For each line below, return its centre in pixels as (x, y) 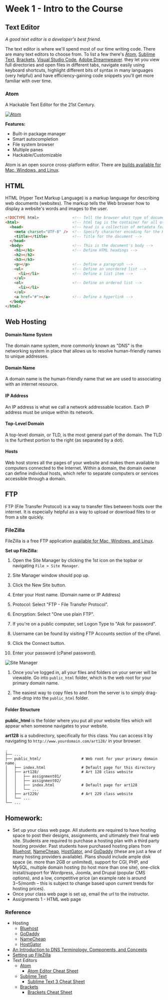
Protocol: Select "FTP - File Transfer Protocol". (60, 604)
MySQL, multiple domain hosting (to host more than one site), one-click (86, 867)
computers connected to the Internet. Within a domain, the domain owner (81, 468)
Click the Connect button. (39, 643)
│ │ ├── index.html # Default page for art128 (71, 785)
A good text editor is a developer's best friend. (53, 39)
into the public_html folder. (61, 698)
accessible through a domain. (36, 479)
